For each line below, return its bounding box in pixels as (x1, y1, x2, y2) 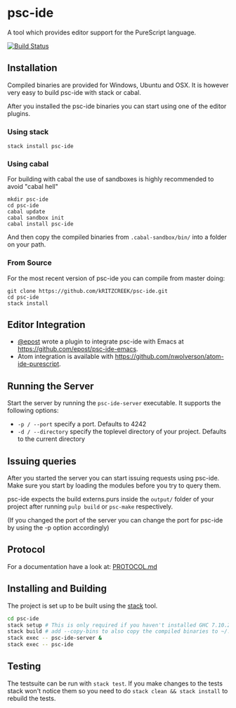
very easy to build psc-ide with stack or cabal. (7, 88, 142, 96)
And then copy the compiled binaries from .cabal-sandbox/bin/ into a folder (7, 233, 227, 242)
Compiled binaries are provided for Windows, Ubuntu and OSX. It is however (7, 81, 229, 89)
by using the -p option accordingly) (7, 523, 110, 532)
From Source (7, 258, 52, 268)
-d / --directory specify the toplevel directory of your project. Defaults (17, 427, 227, 436)
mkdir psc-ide (7, 196, 49, 203)
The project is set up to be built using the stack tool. (7, 601, 158, 610)
